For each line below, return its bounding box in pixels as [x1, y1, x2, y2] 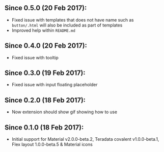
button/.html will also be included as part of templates [11, 22, 123, 28]
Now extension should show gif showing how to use [11, 109, 117, 115]
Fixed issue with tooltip [11, 54, 59, 60]
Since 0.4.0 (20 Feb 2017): [4, 42, 87, 50]
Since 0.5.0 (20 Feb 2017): [4, 4, 87, 12]
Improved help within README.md [11, 27, 76, 33]
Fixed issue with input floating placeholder [11, 82, 98, 88]
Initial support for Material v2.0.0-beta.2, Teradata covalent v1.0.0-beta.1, [11, 136, 160, 142]
